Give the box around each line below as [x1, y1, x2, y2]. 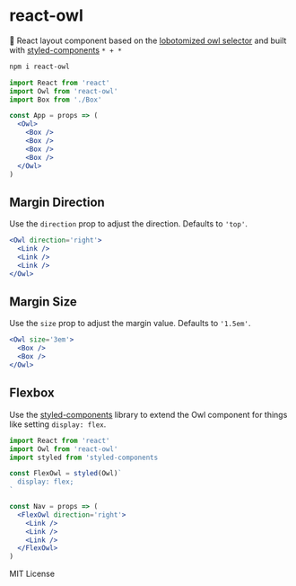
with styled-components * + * [9, 44, 123, 55]
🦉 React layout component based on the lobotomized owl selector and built [9, 35, 287, 46]
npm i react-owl [9, 62, 70, 71]
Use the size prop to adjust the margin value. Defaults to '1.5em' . [9, 318, 251, 329]
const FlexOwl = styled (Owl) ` [9, 469, 123, 478]
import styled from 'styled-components [9, 453, 159, 462]
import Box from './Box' [9, 95, 102, 104]
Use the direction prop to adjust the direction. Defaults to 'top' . [9, 218, 248, 229]
